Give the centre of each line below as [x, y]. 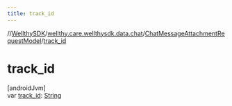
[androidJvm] [27, 88]
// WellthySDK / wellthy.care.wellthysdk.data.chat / [76, 33]
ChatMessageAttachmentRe [185, 33]
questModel [24, 41]
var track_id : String [34, 95]
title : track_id [31, 14]
